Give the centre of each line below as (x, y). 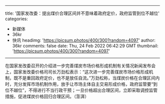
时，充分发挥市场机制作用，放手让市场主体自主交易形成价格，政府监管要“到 (82, 84)
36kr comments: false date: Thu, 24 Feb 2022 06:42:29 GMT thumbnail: (85, 46)
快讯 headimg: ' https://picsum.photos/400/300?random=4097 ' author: (84, 40)
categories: (16, 19)
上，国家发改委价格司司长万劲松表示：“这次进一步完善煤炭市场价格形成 (77, 72)
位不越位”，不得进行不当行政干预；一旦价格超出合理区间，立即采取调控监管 (82, 90)
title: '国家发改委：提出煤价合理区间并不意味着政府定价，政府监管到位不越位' (82, 13)
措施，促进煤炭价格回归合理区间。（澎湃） (47, 96)
